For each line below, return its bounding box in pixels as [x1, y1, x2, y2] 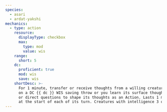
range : [14, 53, 28, 58]
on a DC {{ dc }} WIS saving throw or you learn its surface [18, 90, 148, 95]
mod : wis [18, 72, 37, 77]
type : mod [23, 44, 43, 49]
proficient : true [18, 67, 55, 72]
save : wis [18, 76, 39, 81]
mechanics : [5, 21, 28, 26]
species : [5, 7, 23, 12]
